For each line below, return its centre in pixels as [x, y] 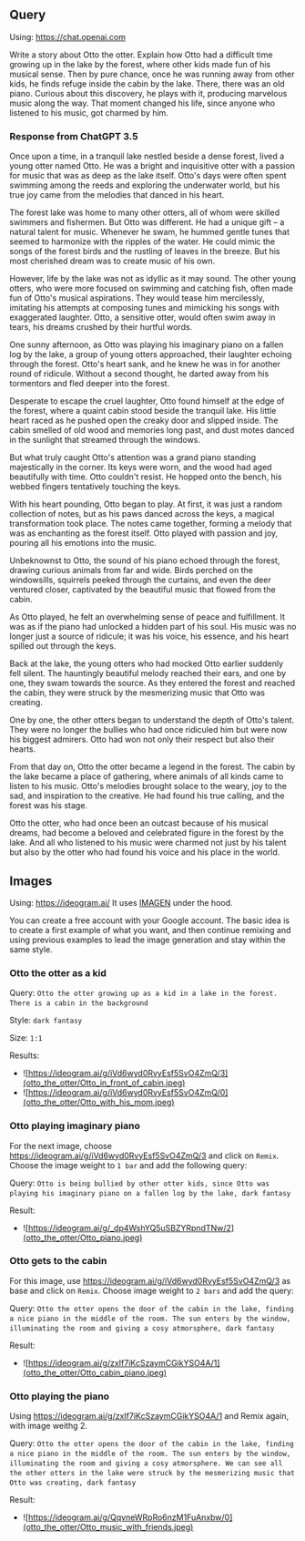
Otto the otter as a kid [58, 972]
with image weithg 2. [49, 1426]
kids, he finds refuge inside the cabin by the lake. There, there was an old [147, 83]
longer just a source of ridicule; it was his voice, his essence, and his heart [149, 636]
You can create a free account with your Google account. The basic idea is [149, 920]
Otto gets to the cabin [58, 1261]
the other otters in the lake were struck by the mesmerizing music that [152, 1474]
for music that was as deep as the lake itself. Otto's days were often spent [148, 176]
